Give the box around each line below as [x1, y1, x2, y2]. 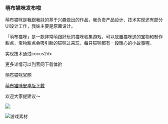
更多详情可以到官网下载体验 [5, 61, 62, 67]
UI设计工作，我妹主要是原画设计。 [5, 23, 76, 29]
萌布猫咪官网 [5, 72, 31, 78]
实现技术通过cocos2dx [5, 51, 52, 57]
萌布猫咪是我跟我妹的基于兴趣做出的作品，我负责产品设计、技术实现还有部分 [5, 17, 163, 23]
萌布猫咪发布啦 [5, 4, 41, 11]
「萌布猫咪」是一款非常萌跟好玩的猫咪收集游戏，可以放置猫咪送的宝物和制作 [5, 34, 163, 40]
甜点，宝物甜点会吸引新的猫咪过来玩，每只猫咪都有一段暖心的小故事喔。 [5, 40, 154, 46]
